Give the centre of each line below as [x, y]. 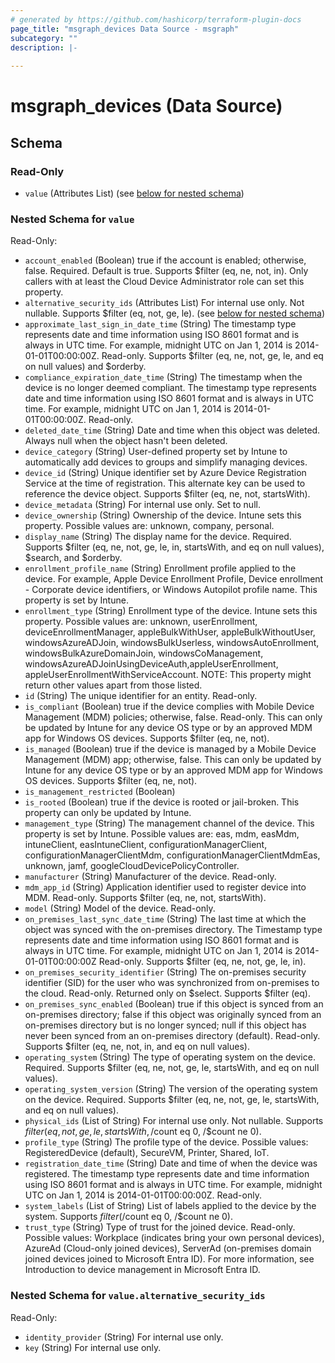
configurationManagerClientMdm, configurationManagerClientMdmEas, [172, 855]
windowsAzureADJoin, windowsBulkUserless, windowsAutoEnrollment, [172, 643]
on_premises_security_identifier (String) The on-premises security [165, 972]
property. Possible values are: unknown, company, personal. [149, 526]
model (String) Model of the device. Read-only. [120, 908]
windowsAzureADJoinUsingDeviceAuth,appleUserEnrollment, [151, 664]
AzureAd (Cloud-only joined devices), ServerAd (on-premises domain [168, 1248]
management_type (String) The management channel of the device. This [169, 823]
